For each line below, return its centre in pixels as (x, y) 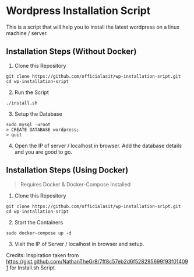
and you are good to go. (43, 152)
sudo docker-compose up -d (39, 233)
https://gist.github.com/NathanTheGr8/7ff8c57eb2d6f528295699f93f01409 (97, 261)
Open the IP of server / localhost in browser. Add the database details (98, 146)
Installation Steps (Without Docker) (71, 52)
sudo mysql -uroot (28, 124)
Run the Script (32, 92)
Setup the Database (38, 114)
